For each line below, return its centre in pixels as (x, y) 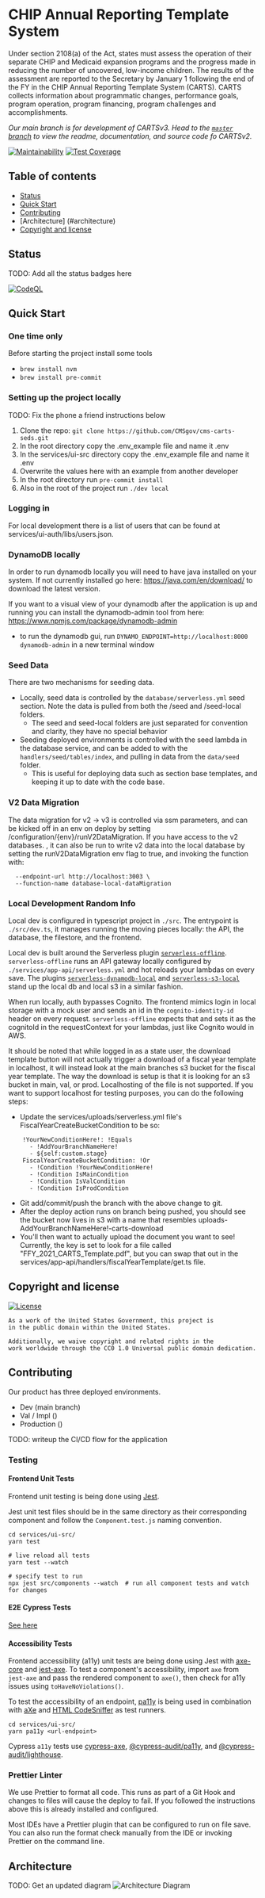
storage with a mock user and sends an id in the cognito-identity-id (121, 1010)
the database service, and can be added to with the (104, 748)
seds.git (34, 438)
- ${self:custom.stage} (68, 1154)
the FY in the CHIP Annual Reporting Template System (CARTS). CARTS (125, 87)
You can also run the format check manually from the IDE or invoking (120, 1833)
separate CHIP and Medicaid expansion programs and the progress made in (132, 62)
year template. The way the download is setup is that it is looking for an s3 (129, 1077)
